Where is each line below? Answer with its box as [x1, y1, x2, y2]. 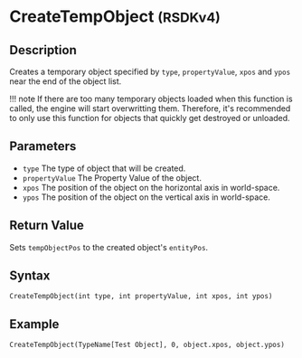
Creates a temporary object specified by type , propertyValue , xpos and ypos [9, 66, 291, 77]
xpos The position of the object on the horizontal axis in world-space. [22, 182, 280, 193]
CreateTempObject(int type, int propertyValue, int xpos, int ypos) [9, 292, 273, 301]
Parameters [9, 138, 77, 155]
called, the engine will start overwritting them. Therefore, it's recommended [9, 103, 291, 114]
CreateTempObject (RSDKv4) [9, 6, 222, 27]
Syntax [9, 268, 51, 284]
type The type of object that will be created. [22, 163, 186, 174]
